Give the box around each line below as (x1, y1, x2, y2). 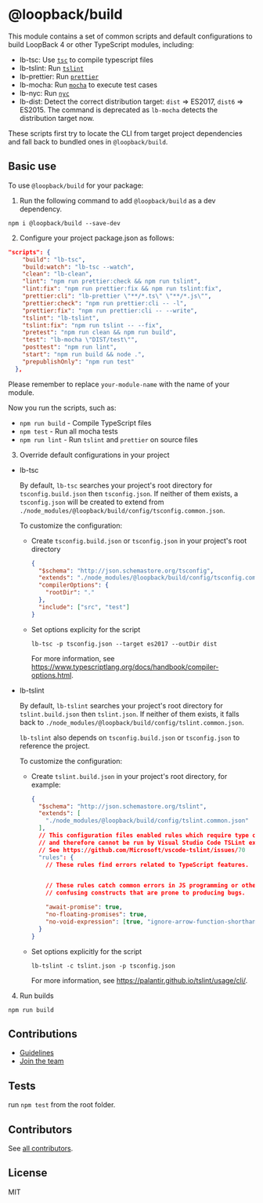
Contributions (8, 1027, 77, 1040)
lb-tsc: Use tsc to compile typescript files (19, 55, 154, 64)
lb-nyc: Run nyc (19, 88, 70, 97)
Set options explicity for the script (31, 624, 141, 634)
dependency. (19, 204, 63, 214)
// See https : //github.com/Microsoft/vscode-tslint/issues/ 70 (38, 846, 246, 854)
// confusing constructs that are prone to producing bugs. (45, 889, 246, 897)
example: (31, 780, 61, 789)
